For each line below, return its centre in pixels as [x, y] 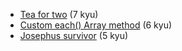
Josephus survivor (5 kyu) [74, 35]
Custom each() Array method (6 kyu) [96, 25]
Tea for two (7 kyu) [59, 14]
